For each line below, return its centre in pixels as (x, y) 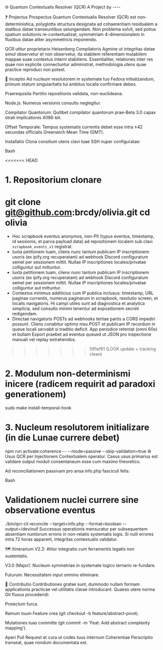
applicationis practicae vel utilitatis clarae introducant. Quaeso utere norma (80, 589)
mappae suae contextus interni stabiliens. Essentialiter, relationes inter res (79, 59)
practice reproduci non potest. (35, 69)
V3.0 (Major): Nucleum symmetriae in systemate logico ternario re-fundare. (81, 565)
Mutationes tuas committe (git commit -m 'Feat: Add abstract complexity (78, 623)
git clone (23, 202)
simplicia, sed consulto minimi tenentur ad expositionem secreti (75, 308)
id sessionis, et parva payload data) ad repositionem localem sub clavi (82, 241)
